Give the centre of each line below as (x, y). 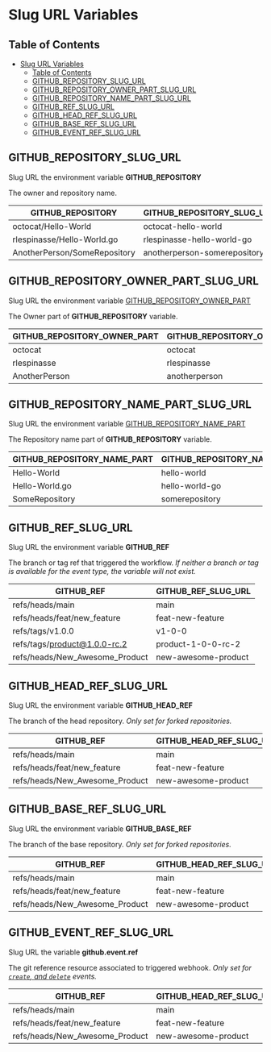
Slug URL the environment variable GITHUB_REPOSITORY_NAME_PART (127, 424)
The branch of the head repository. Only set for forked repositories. (120, 721)
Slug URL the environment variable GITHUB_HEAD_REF (101, 705)
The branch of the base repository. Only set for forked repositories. (120, 844)
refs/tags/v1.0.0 (43, 631)
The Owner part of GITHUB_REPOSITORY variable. (93, 316)
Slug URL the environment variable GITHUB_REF (89, 547)
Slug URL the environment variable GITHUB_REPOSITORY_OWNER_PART (130, 301)
